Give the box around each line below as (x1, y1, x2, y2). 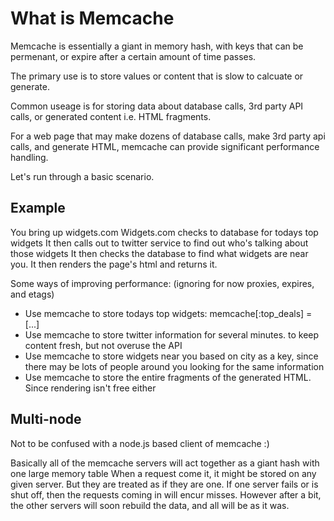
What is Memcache (10, 7, 175, 30)
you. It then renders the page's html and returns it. (10, 258, 218, 270)
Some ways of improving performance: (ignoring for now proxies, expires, (10, 277, 315, 289)
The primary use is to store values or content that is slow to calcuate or (10, 70, 304, 82)
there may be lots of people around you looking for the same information (24, 360, 325, 372)
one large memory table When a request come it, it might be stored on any (10, 467, 317, 479)
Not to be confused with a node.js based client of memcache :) (10, 437, 270, 449)
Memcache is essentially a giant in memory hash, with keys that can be (10, 40, 304, 52)
